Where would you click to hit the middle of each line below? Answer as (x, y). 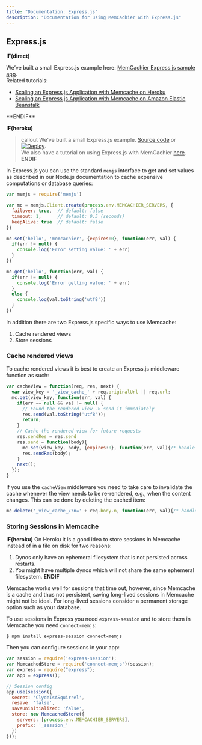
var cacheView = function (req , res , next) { (63, 386)
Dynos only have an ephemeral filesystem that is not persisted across (101, 558)
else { (20, 294)
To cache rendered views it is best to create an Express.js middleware (93, 369)
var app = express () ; (33, 675)
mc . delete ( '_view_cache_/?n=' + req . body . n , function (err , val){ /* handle (102, 511)
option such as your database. (44, 607)
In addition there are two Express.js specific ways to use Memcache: (91, 322)
